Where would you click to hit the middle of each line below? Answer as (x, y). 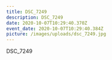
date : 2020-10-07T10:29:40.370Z (47, 23)
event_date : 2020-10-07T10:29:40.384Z (55, 28)
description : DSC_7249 (35, 17)
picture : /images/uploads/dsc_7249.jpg (56, 34)
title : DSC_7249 (26, 12)
